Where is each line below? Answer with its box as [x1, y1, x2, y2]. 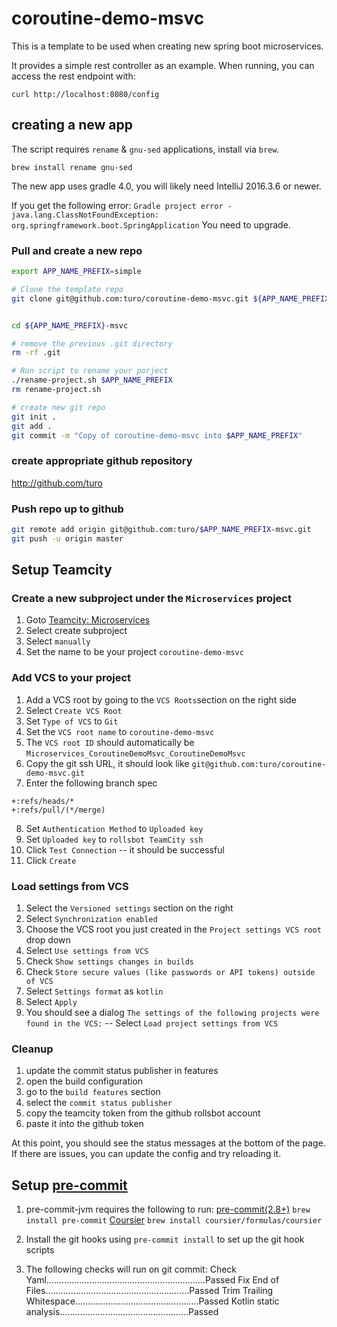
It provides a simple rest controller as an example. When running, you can [11, 59, 315, 71]
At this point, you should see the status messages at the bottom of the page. [11, 1137, 326, 1149]
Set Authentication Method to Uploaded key [25, 822, 204, 834]
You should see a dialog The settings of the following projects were [25, 1007, 320, 1019]
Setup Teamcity [11, 562, 113, 579]
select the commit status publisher [25, 1097, 173, 1109]
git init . [11, 412, 57, 422]
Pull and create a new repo [11, 243, 143, 257]
